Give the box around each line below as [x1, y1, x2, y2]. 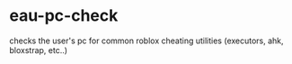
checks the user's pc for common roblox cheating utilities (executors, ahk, [9, 35, 285, 46]
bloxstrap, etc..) [9, 44, 68, 55]
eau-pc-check [9, 5, 119, 26]
